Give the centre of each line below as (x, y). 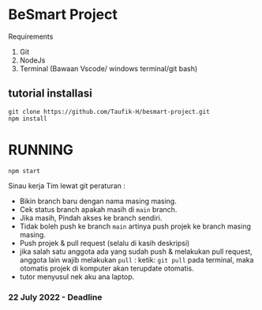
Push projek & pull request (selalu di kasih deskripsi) (105, 243)
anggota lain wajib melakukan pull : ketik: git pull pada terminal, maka (137, 259)
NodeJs (32, 60)
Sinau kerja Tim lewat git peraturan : (67, 185)
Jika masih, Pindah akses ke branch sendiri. (91, 217)
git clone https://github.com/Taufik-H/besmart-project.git (109, 112)
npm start (24, 171)
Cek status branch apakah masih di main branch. (98, 209)
